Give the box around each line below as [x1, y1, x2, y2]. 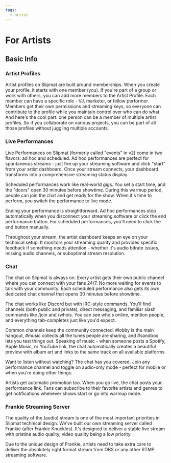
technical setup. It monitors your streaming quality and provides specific [5, 239, 158, 245]
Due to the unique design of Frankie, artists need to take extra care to [5, 441, 152, 447]
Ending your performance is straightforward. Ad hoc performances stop [5, 207, 157, 214]
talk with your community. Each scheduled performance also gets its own [5, 285, 160, 291]
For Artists [5, 34, 51, 46]
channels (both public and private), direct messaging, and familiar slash [5, 306, 156, 312]
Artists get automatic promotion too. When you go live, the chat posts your [5, 380, 162, 386]
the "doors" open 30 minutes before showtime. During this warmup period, [5, 186, 163, 193]
